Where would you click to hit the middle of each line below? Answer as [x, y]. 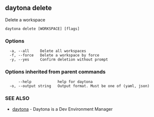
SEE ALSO [17, 98]
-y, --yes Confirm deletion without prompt [59, 60]
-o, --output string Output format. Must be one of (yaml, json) [80, 86]
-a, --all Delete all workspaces [48, 51]
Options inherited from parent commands [55, 72]
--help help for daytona [55, 82]
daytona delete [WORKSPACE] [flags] [42, 29]
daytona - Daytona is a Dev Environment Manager [62, 109]
